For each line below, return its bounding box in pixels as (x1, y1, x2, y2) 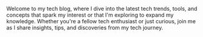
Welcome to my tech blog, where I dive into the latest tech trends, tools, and (6, 5, 198, 12)
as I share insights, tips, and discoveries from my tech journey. (6, 24, 163, 31)
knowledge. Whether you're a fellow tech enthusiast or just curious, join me (6, 18, 196, 24)
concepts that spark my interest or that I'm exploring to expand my (6, 11, 174, 18)
